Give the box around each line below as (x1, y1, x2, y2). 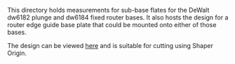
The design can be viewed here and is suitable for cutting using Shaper (7, 42, 214, 49)
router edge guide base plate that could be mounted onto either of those (7, 21, 217, 29)
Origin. (7, 49, 27, 57)
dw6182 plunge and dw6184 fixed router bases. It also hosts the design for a (7, 13, 229, 22)
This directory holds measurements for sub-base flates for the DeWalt (7, 6, 210, 14)
